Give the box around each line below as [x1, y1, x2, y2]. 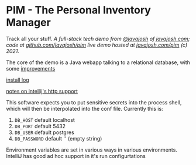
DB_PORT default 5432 [14, 122, 66, 129]
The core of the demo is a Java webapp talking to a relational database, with [6, 59, 190, 66]
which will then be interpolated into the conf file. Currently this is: [6, 105, 163, 112]
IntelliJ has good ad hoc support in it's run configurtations [6, 152, 146, 159]
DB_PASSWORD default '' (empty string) [14, 135, 102, 142]
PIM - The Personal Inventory [6, 3, 151, 17]
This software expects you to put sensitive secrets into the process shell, [6, 99, 182, 106]
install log [6, 76, 29, 83]
